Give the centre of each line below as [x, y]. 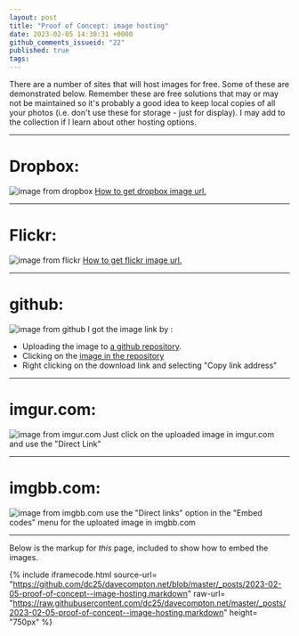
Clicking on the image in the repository [93, 355]
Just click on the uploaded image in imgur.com [188, 434]
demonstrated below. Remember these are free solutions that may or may [144, 94]
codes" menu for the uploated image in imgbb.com [102, 522]
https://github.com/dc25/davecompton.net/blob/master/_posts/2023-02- [147, 583]
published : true [39, 51]
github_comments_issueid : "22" [67, 42]
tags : [19, 59]
